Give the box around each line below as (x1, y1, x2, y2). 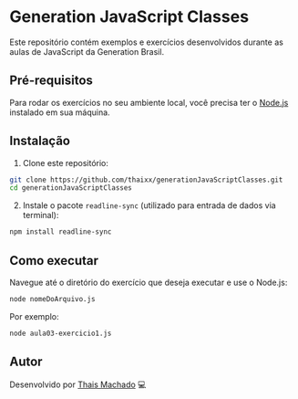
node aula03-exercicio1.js (9, 329, 112, 338)
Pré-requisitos (9, 73, 94, 89)
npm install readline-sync (9, 227, 112, 236)
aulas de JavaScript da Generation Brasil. (9, 46, 165, 57)
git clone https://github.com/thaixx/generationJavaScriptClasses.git (9, 175, 283, 184)
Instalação (9, 133, 71, 149)
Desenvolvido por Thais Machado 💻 (9, 379, 147, 390)
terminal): (22, 210, 59, 221)
